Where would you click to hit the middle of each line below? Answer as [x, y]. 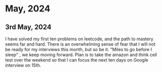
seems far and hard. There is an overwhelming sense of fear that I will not [80, 44]
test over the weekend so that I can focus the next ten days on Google [77, 60]
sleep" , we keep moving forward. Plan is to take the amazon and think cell [81, 55]
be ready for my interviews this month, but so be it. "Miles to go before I [79, 49]
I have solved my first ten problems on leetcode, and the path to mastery [79, 39]
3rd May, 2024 [28, 27]
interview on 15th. [23, 65]
